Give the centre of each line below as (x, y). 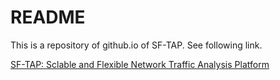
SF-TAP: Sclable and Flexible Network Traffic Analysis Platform (140, 64)
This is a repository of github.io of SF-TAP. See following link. (136, 45)
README (48, 17)
